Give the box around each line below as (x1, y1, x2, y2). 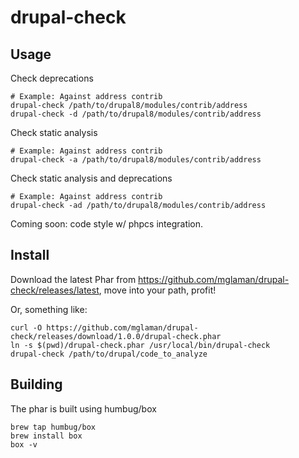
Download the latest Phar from (10, 273, 137, 285)
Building (10, 376, 63, 393)
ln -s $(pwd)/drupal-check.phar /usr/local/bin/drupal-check (10, 340, 271, 350)
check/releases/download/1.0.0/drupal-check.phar (10, 331, 222, 341)
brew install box (10, 431, 83, 441)
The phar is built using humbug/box (10, 402, 157, 415)
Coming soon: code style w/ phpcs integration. (10, 218, 204, 230)
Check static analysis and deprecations (10, 172, 173, 184)
